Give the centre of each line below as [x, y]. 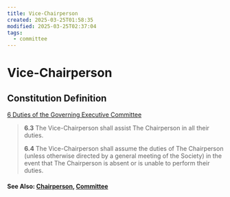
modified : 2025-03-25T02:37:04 [52, 26]
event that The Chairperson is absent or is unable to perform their [117, 163]
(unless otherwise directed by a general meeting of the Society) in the [123, 156]
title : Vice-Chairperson [43, 13]
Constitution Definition [57, 98]
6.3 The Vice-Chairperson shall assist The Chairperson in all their [116, 128]
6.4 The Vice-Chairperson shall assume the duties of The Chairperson [124, 149]
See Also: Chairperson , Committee [58, 186]
